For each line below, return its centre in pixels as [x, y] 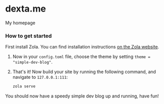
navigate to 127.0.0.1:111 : [40, 77]
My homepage [20, 23]
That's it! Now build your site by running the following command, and [84, 72]
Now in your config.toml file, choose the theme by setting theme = [81, 57]
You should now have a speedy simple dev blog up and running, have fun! [82, 96]
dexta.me [26, 9]
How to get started [29, 36]
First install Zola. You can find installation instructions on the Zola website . [82, 47]
